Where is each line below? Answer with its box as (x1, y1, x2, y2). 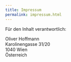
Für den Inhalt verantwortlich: (5, 26, 66, 32)
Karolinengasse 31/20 (5, 41, 50, 47)
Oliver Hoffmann (5, 36, 39, 42)
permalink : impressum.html (5, 12, 62, 17)
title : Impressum (5, 7, 42, 13)
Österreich (5, 51, 28, 58)
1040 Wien (5, 46, 28, 52)
